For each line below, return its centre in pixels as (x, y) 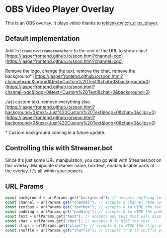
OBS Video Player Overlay (60, 9)
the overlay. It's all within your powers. (44, 171)
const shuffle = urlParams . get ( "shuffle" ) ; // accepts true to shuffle (81, 230)
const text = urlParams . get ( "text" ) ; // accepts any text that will (78, 216)
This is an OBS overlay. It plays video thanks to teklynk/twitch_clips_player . (82, 23)
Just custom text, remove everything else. (48, 102)
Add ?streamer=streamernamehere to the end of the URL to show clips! (76, 50)
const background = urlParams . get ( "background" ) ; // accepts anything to (83, 198)
